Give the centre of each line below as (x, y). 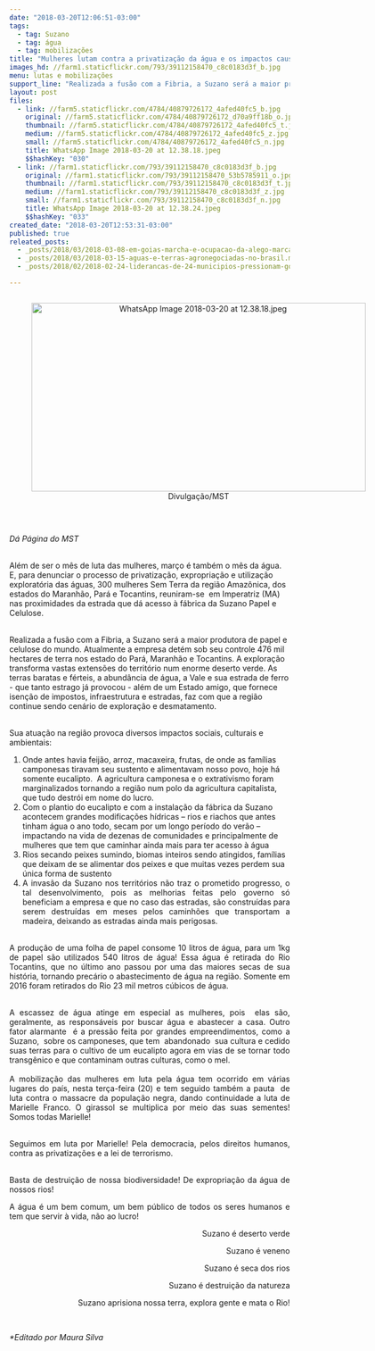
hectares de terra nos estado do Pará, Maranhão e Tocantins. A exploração (147, 658)
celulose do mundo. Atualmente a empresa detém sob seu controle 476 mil (147, 649)
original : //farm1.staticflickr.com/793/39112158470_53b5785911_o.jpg (159, 175)
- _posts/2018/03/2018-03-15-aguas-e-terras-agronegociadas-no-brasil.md (157, 259)
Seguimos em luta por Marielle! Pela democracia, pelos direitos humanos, (150, 1143)
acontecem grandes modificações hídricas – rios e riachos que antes (149, 816)
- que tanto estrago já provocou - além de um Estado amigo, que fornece (143, 687)
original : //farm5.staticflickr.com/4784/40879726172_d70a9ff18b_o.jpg (161, 117)
